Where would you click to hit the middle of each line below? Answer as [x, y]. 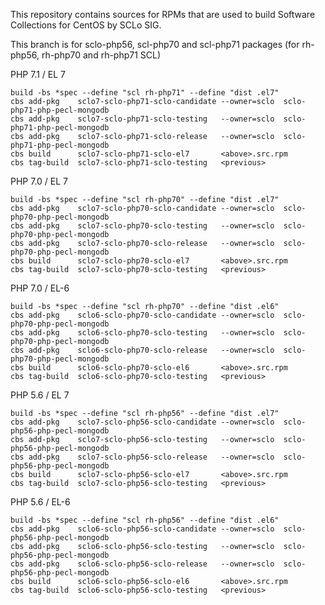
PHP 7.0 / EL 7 [39, 181]
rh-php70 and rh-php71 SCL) [101, 55]
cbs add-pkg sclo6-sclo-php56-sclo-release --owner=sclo [142, 564]
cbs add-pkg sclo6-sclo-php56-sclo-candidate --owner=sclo [142, 529]
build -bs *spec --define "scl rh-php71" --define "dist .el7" [145, 93]
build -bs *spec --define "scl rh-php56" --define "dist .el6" [145, 520]
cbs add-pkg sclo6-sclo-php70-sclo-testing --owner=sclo [142, 333]
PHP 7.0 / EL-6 [40, 288]
